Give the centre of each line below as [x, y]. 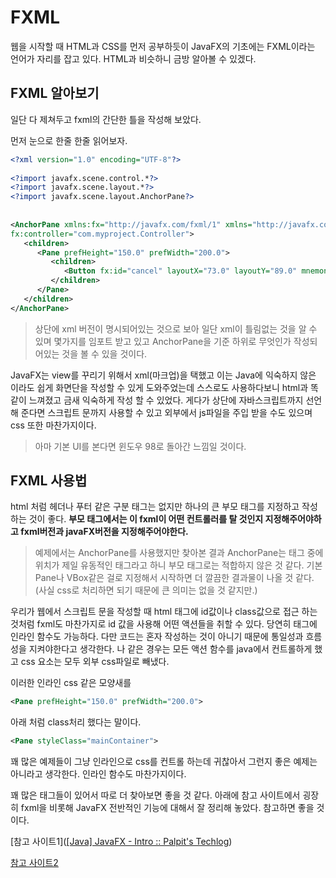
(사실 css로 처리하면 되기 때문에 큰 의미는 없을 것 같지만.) [146, 590]
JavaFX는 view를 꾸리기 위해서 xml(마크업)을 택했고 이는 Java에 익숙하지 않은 [163, 375]
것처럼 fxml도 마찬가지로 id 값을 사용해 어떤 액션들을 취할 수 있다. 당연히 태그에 [164, 624]
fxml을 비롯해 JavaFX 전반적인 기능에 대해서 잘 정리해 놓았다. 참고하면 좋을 [167, 808]
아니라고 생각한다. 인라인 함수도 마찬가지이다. [98, 774]
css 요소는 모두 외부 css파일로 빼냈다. [95, 662]
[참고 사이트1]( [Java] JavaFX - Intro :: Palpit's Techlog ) [121, 842]
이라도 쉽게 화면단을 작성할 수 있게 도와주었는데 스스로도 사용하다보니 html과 [159, 387]
